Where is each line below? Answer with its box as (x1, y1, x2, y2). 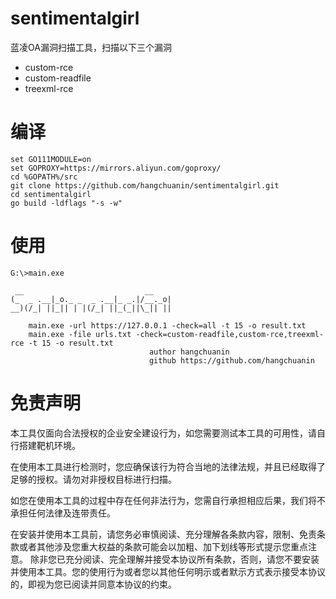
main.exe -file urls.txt (28, 329, 132, 339)
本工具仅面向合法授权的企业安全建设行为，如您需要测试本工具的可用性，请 (10, 427, 317, 439)
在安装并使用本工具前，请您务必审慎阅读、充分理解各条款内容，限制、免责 (10, 528, 317, 540)
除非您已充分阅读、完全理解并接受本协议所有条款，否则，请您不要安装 (29, 553, 320, 565)
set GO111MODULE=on (10, 154, 92, 164)
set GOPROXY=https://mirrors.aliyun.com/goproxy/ (10, 163, 222, 173)
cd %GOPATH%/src (10, 172, 78, 182)
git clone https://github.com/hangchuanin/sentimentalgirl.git (10, 180, 280, 191)
